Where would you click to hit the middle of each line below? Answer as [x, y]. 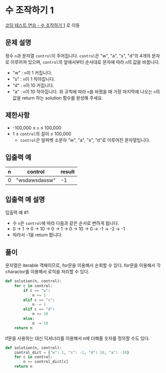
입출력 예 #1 [17, 212]
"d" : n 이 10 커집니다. [33, 85]
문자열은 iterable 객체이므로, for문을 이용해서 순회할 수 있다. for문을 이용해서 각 [83, 265]
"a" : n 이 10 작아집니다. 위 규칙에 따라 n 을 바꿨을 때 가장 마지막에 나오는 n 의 [86, 92]
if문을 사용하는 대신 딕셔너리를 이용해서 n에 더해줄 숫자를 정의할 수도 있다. [77, 338]
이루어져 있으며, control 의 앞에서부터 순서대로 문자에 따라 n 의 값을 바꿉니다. [85, 62]
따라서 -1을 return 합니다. [37, 235]
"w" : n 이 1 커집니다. [32, 72]
